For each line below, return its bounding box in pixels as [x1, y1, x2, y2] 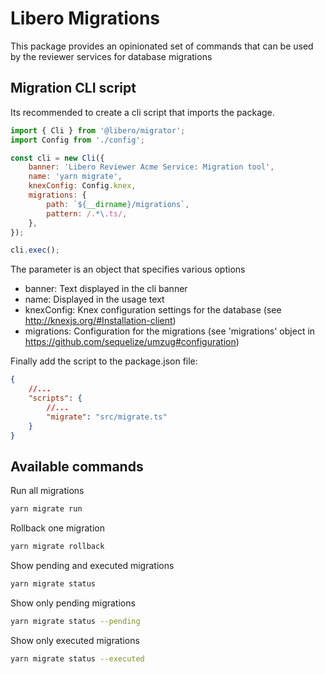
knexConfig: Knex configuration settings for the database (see [24, 304, 282, 316]
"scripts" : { [28, 393, 83, 403]
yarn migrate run [10, 504, 83, 514]
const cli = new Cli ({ [10, 153, 105, 163]
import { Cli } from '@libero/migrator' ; [10, 125, 186, 136]
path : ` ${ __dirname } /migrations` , [46, 199, 190, 209]
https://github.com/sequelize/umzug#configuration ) [24, 336, 240, 348]
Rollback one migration [10, 522, 105, 534]
